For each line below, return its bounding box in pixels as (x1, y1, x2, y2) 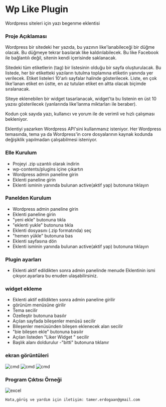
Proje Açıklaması (5, 33, 47, 40)
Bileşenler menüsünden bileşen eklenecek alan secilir (12, 323, 123, 330)
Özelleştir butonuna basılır (12, 313, 67, 319)
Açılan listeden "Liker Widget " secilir (12, 334, 89, 340)
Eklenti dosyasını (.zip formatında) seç (12, 227, 92, 233)
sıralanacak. (5, 86, 31, 92)
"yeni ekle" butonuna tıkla (12, 216, 66, 222)
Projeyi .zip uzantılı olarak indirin (12, 160, 80, 167)
